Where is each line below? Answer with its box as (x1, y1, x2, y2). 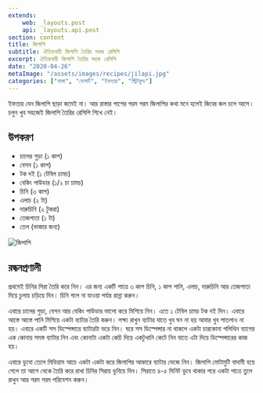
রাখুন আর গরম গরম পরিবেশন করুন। (8, 375, 89, 384)
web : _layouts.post (22, 19, 86, 27)
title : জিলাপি (8, 41, 45, 49)
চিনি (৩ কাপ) (19, 187, 50, 196)
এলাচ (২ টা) (19, 195, 49, 205)
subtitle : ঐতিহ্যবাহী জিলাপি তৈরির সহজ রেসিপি (8, 48, 120, 56)
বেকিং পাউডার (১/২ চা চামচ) (19, 178, 84, 187)
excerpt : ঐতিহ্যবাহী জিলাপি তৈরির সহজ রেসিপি (8, 56, 117, 64)
